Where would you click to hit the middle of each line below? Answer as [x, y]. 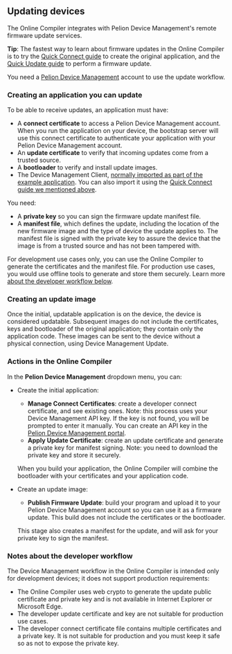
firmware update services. [45, 35]
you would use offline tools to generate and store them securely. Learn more [116, 274]
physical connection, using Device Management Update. [88, 344]
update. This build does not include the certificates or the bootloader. [126, 517]
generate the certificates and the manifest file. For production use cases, [111, 266]
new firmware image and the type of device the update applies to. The [118, 231]
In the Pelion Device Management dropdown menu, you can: [95, 376]
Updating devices [46, 11]
